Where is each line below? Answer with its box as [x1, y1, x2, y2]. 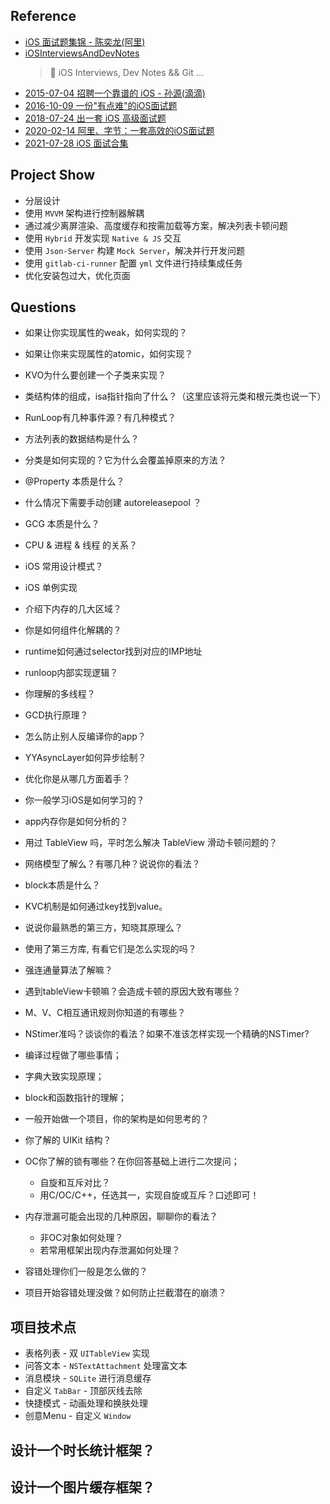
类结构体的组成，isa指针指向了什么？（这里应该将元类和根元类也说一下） [24, 390, 327, 403]
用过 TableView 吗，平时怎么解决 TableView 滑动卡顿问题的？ [24, 837, 278, 849]
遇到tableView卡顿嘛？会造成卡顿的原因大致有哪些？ [24, 985, 242, 998]
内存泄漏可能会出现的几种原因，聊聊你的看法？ [24, 1210, 218, 1223]
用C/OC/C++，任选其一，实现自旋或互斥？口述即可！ [39, 1189, 260, 1201]
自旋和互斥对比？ [39, 1177, 111, 1189]
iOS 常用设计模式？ [24, 560, 104, 573]
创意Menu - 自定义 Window [24, 1410, 132, 1422]
